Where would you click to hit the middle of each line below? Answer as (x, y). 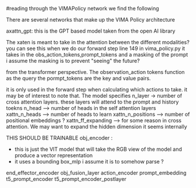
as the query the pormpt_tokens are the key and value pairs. (78, 78)
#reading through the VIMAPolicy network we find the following (82, 8)
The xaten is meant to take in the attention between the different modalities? (98, 42)
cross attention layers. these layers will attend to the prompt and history (92, 102)
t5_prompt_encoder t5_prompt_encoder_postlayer (66, 179)
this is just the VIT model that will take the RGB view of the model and (98, 149)
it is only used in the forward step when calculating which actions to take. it (97, 89)
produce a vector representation (54, 155)
